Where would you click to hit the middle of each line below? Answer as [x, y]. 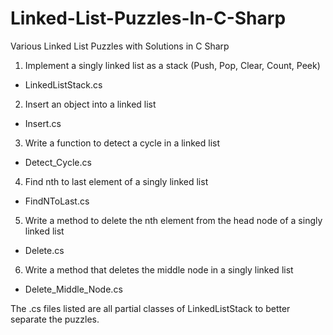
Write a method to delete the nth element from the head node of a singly [173, 220]
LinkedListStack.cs [63, 84]
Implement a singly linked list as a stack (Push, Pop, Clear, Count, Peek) [172, 65]
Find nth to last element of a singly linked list [116, 181]
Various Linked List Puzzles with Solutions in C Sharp [120, 46]
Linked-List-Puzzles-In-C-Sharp [148, 18]
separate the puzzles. [55, 319]
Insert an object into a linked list [90, 104]
